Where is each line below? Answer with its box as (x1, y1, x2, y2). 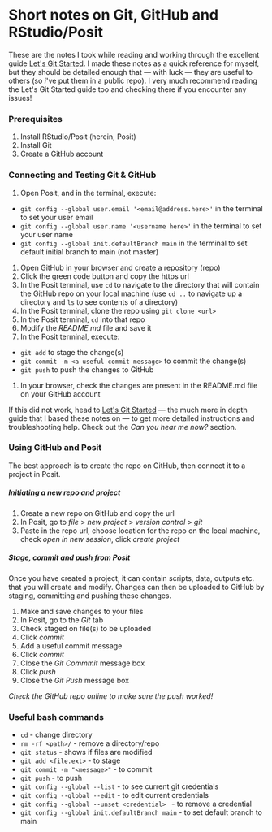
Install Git (19, 141, 52, 150)
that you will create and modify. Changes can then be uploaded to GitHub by (8, 582, 265, 591)
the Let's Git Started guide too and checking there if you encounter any (8, 84, 247, 94)
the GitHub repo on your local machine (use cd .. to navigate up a (19, 288, 243, 298)
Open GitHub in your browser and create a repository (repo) (19, 262, 221, 272)
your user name (19, 229, 73, 239)
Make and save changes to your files (19, 606, 144, 616)
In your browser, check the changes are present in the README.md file (19, 380, 258, 390)
